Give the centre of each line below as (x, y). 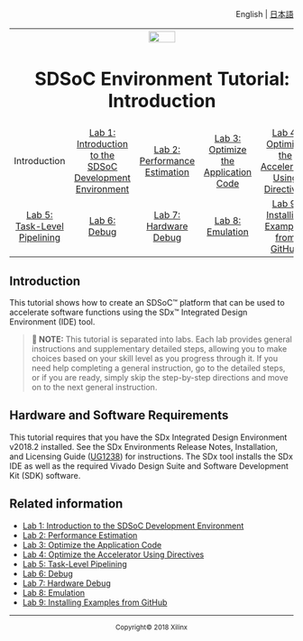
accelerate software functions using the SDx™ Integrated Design (129, 312)
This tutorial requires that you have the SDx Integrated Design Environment (148, 437)
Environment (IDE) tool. (52, 322)
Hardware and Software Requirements (119, 415)
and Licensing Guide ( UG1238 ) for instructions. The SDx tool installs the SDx (151, 456)
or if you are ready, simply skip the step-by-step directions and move (160, 378)
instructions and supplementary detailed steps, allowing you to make (159, 349)
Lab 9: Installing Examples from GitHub (95, 602)
